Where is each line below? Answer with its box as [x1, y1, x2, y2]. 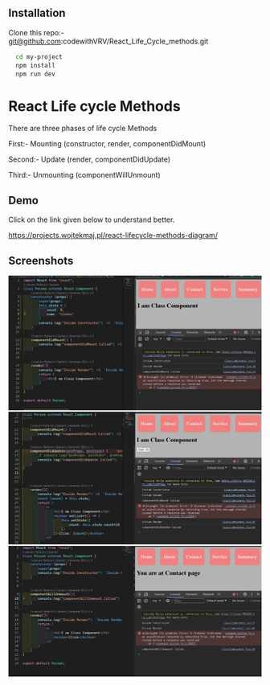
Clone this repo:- [8, 27, 64, 37]
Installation [8, 6, 66, 20]
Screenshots [8, 253, 74, 268]
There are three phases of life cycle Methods [8, 124, 157, 133]
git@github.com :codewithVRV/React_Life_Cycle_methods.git [8, 36, 209, 46]
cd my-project [15, 52, 63, 61]
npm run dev [15, 70, 56, 78]
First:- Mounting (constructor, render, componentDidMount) [8, 139, 207, 149]
